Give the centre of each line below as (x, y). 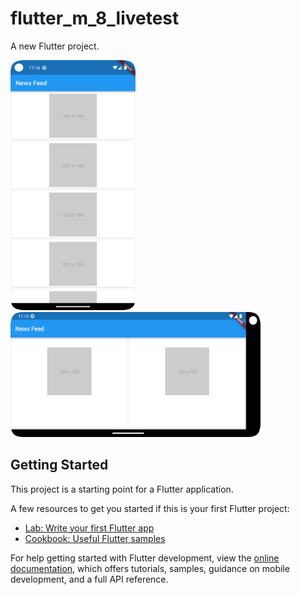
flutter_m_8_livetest (95, 18)
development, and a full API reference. (89, 579)
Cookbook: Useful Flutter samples (95, 538)
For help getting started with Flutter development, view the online (145, 558)
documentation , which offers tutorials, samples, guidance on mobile (150, 568)
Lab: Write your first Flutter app (89, 528)
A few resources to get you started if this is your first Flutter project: (150, 508)
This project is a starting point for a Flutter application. (122, 489)
